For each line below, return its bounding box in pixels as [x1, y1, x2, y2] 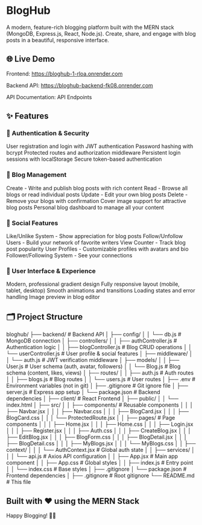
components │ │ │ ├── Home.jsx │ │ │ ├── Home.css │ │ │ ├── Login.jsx [6, 420, 194, 428]
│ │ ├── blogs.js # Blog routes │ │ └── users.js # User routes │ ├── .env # [6, 376, 196, 383]
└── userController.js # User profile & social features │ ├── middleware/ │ [6, 350, 193, 357]
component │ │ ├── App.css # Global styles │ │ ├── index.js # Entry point [6, 459, 194, 466]
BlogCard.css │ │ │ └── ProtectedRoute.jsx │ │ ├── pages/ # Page [6, 414, 175, 422]
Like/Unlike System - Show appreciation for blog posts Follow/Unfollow [6, 233, 183, 240]
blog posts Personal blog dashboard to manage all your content [6, 204, 164, 211]
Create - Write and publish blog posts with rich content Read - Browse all [6, 184, 188, 192]
